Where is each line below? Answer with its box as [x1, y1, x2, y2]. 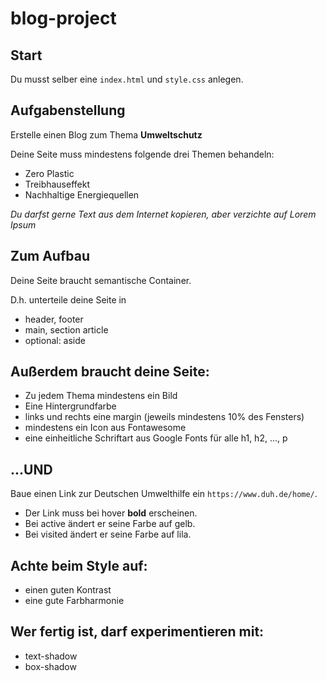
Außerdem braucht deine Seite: [10, 363, 210, 381]
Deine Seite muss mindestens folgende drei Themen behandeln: [10, 148, 275, 160]
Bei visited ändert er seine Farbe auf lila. [24, 528, 192, 541]
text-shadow [24, 650, 78, 662]
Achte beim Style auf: [10, 557, 148, 574]
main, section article [24, 323, 109, 336]
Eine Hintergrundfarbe [24, 400, 117, 412]
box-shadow [24, 660, 77, 672]
